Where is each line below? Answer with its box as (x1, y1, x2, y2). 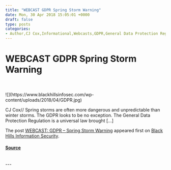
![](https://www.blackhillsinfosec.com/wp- (5, 91, 94, 97)
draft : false (5, 17, 33, 22)
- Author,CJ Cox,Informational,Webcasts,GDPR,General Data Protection (5, 31, 158, 36)
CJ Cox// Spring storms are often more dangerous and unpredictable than (5, 106, 160, 112)
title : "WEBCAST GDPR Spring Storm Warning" (5, 7, 101, 13)
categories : (5, 26, 31, 32)
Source (5, 145, 21, 151)
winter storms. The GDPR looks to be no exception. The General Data (5, 112, 151, 118)
